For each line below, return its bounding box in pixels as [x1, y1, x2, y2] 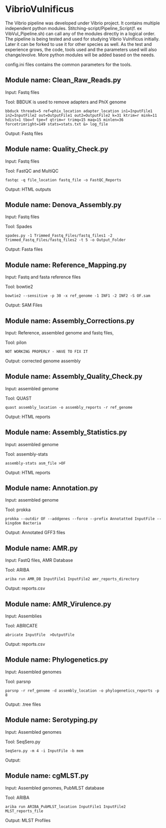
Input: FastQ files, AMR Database [5, 557, 73, 563]
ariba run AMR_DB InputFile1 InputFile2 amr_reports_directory [5, 576, 140, 582]
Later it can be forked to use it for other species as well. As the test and [5, 41, 152, 47]
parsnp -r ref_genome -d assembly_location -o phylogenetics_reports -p [5, 688, 160, 693]
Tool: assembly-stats [5, 451, 48, 457]
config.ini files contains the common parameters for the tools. [5, 61, 132, 67]
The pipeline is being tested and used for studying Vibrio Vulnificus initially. [5, 36, 160, 42]
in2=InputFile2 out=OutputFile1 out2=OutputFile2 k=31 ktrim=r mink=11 [5, 113, 157, 118]
